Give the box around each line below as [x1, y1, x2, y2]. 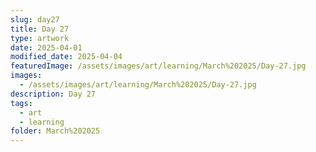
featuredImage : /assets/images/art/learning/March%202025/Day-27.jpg [10, 61, 307, 71]
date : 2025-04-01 [10, 42, 83, 53]
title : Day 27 [10, 24, 70, 34]
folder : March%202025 [10, 126, 101, 136]
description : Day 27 [10, 89, 97, 99]
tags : [10, 98, 33, 108]
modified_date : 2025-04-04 [10, 52, 123, 62]
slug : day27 [10, 14, 60, 25]
